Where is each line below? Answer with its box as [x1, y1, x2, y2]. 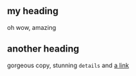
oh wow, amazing [7, 23, 57, 31]
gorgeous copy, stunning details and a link [7, 61, 129, 69]
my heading [7, 5, 59, 17]
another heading [7, 43, 80, 55]
